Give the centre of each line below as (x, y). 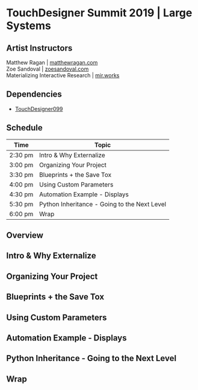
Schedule (25, 128)
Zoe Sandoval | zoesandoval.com (48, 69)
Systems (29, 26)
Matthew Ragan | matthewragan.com (52, 62)
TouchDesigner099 (39, 109)
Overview (25, 235)
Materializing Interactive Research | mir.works (63, 75)
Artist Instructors (39, 48)
